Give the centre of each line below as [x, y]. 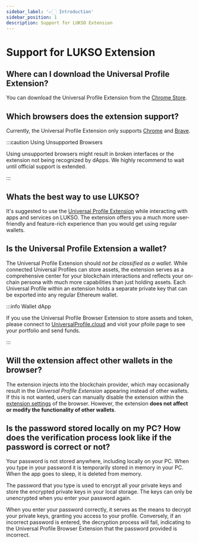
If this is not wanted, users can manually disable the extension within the [95, 397]
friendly [16, 224]
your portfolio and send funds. [43, 330]
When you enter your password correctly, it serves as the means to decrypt [99, 510]
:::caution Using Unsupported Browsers [54, 142]
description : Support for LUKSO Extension [59, 23]
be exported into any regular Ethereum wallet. [62, 295]
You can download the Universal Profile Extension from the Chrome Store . [97, 98]
